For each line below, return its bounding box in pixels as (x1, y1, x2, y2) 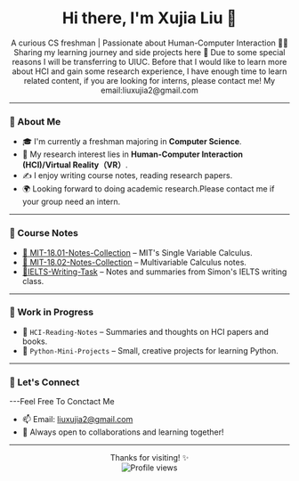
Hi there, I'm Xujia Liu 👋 (61, 8, 238, 29)
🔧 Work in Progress (9, 306, 94, 319)
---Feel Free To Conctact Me (9, 396, 115, 407)
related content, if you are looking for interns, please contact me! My (23, 75, 276, 86)
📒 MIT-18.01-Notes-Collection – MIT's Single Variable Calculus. (21, 247, 253, 257)
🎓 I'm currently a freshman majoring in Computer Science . (21, 136, 242, 147)
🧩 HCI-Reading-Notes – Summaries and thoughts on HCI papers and (21, 326, 269, 337)
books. (21, 336, 48, 346)
